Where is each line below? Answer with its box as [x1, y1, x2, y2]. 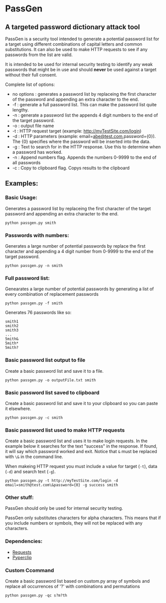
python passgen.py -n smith [5, 263, 63, 268]
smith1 [5, 319, 19, 324]
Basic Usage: [5, 194, 38, 201]
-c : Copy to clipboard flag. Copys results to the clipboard [12, 165, 130, 171]
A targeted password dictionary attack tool [5, 23, 140, 31]
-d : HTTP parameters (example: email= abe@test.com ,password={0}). [12, 134, 156, 139]
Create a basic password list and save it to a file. [5, 368, 104, 374]
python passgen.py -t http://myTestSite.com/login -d [5, 478, 119, 483]
